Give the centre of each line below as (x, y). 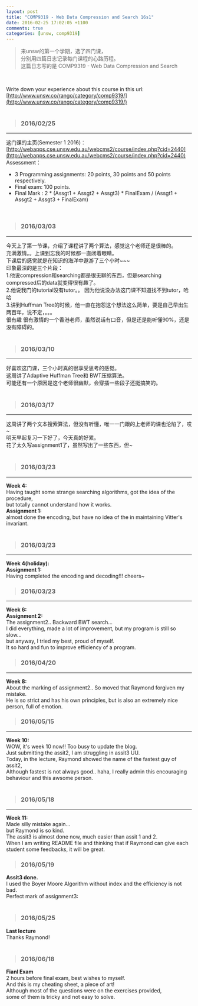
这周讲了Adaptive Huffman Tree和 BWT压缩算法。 (67, 376)
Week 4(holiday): (28, 563)
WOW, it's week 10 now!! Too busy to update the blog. (72, 746)
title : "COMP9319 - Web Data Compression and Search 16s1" (80, 17)
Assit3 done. (22, 878)
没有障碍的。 (22, 327)
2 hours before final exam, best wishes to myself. (66, 978)
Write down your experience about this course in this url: (75, 89)
